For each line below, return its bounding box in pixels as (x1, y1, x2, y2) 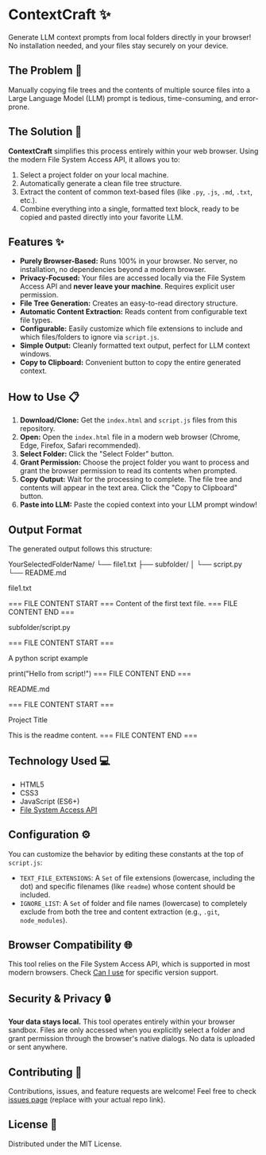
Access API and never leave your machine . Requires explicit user (19, 282, 236, 291)
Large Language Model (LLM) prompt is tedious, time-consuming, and (8, 93, 238, 103)
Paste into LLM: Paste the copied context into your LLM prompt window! (19, 500, 258, 510)
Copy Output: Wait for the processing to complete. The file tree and (19, 475, 242, 484)
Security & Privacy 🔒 (8, 992, 111, 1005)
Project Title (8, 715, 48, 725)
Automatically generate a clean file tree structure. (19, 178, 183, 188)
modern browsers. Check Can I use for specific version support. (8, 968, 218, 978)
